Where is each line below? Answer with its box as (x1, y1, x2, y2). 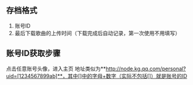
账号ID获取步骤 (6, 49, 61, 59)
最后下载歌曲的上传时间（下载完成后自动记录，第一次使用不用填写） (14, 29, 181, 36)
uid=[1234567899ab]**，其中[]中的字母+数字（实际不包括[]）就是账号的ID (6, 72, 188, 79)
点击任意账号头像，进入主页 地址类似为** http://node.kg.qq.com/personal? (6, 65, 186, 72)
